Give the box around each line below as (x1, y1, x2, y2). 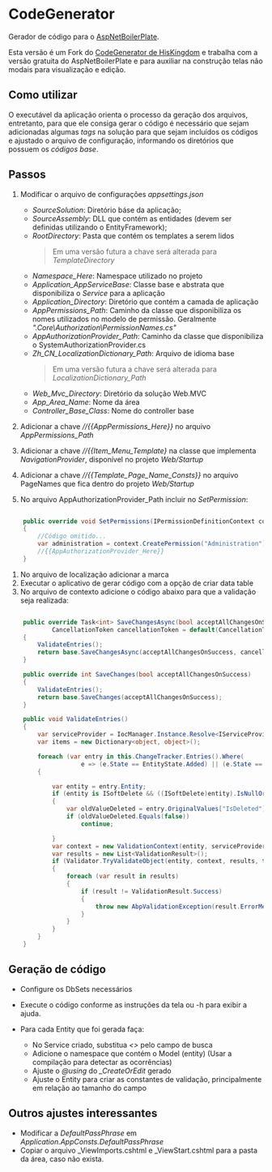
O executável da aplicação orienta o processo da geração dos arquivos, (8, 109, 249, 119)
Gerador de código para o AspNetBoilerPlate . (8, 32, 159, 41)
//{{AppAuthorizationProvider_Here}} (37, 547, 164, 556)
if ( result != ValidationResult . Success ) (80, 887, 223, 895)
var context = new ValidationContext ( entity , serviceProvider (51, 842, 266, 850)
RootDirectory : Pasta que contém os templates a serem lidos (32, 230, 235, 240)
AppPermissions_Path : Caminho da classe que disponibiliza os (32, 305, 242, 315)
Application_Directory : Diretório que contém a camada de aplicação (32, 297, 259, 307)
